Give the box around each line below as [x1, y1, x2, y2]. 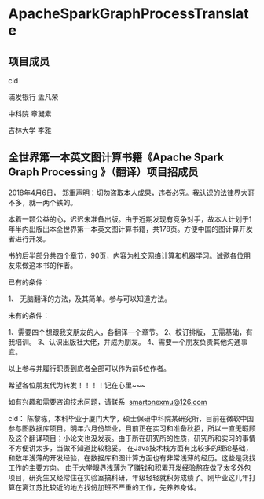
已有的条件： [8, 277, 49, 287]
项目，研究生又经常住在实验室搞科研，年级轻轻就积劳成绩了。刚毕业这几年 [8, 472, 249, 482]
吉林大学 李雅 [8, 126, 52, 134]
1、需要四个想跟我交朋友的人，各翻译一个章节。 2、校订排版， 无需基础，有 [8, 327, 254, 336]
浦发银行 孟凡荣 [8, 92, 59, 101]
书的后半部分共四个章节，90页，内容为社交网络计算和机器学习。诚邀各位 [8, 251, 244, 260]
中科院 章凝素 [8, 109, 52, 118]
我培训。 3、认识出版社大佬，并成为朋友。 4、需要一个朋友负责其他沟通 [8, 337, 241, 347]
